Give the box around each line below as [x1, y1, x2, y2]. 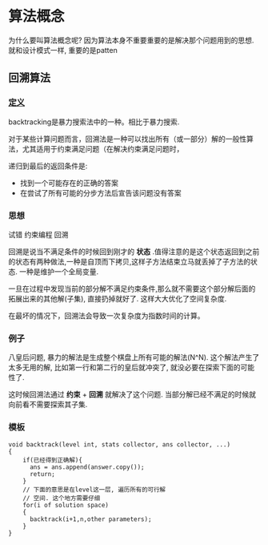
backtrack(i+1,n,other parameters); [29, 515, 152, 523]
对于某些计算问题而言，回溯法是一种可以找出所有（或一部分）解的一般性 [8, 134, 246, 143]
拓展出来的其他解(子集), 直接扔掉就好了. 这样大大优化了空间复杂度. [8, 293, 227, 303]
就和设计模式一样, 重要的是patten [8, 45, 118, 54]
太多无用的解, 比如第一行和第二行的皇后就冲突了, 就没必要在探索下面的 [8, 362, 241, 373]
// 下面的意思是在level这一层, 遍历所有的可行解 [22, 486, 166, 494]
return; [29, 470, 56, 478]
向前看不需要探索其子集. [8, 400, 88, 410]
